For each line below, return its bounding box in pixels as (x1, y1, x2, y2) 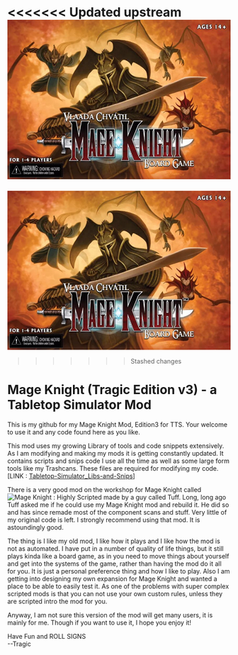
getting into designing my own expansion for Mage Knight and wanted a (7, 575, 217, 583)
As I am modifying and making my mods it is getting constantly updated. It (7, 449, 225, 457)
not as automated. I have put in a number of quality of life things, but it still (7, 544, 225, 553)
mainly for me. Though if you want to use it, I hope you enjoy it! (7, 618, 191, 627)
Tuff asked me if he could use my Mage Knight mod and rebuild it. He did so (7, 500, 229, 509)
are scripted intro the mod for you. (7, 597, 108, 605)
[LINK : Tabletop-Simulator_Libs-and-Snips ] (7, 472, 136, 480)
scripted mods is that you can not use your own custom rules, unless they (7, 590, 223, 598)
